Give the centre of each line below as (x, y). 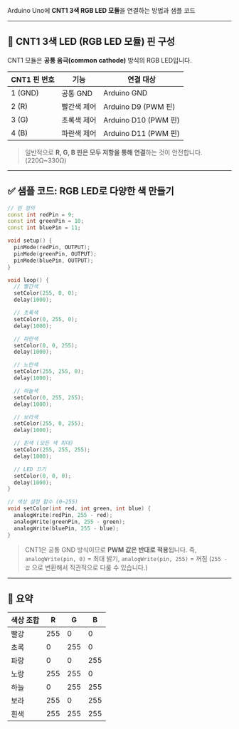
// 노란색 (26, 365)
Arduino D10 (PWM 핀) (141, 120)
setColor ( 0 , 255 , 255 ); (49, 397)
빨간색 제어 (79, 107)
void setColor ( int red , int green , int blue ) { (79, 509)
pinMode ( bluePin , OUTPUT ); (54, 261)
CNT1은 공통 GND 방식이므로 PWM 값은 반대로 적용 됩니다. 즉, (111, 550)
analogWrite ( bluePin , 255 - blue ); (67, 528)
